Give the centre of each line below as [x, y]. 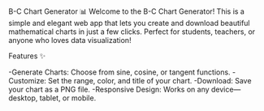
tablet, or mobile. [68, 98]
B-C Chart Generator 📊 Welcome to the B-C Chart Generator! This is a [127, 11]
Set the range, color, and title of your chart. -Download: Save [150, 81]
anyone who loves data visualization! [70, 40]
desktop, [23, 98]
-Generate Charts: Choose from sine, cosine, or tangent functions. [119, 72]
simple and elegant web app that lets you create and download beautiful [129, 23]
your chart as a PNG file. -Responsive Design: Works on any [109, 89]
